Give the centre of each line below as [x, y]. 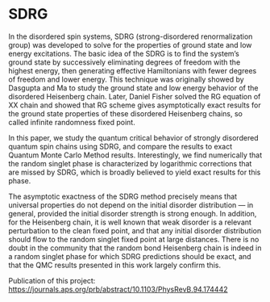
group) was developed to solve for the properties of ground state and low [130, 44]
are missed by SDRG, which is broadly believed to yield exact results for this [135, 172]
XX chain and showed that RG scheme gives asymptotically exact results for [135, 105]
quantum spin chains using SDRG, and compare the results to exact [120, 146]
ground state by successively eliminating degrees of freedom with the [125, 62]
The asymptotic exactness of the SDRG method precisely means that [123, 196]
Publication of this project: [52, 280]
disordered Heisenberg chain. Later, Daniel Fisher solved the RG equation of [135, 96]
